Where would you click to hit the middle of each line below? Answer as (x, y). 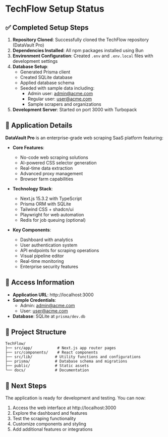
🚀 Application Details (39, 125)
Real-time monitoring (42, 261)
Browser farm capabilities (47, 179)
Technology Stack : (33, 188)
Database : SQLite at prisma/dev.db (49, 316)
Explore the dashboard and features (50, 413)
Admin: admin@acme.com (47, 305)
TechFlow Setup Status (55, 9)
